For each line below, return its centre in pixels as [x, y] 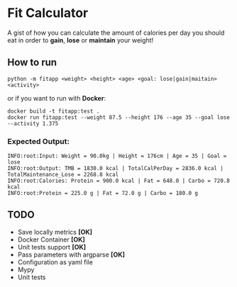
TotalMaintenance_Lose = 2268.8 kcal [63, 175]
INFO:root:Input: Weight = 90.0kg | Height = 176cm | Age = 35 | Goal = [117, 156]
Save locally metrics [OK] [55, 232]
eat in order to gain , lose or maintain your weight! [81, 40]
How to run [32, 63]
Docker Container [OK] [51, 240]
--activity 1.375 [33, 123]
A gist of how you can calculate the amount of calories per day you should [116, 33]
